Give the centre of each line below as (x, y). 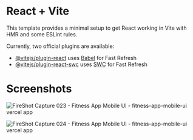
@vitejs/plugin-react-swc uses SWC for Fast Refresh (81, 64)
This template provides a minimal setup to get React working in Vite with (96, 28)
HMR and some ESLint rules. (42, 34)
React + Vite (38, 11)
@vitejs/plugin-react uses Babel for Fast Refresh (76, 58)
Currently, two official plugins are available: (60, 46)
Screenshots (39, 89)
